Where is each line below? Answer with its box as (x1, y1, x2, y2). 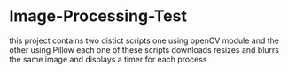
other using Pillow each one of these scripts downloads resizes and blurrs (9, 44, 279, 55)
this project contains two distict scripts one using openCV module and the (9, 35, 280, 46)
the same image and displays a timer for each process (9, 54, 207, 64)
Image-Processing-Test (9, 6, 188, 26)
